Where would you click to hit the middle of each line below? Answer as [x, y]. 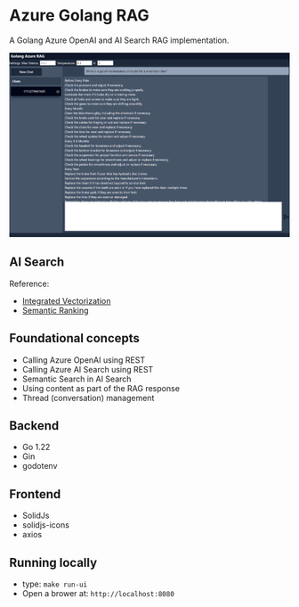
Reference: [29, 283]
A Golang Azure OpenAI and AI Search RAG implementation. [119, 40]
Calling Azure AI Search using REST [88, 369]
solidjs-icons [45, 525]
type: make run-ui [54, 584]
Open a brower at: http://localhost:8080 [98, 594]
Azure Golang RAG [79, 16]
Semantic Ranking [55, 310]
